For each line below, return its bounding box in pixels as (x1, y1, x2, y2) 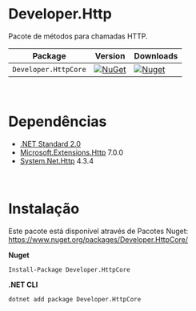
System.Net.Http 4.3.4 (19, 155, 94, 165)
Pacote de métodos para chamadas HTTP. (8, 31, 148, 41)
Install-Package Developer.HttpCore (8, 265, 130, 273)
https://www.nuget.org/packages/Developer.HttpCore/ (8, 234, 189, 244)
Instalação (8, 200, 80, 218)
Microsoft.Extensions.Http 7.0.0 (19, 147, 124, 157)
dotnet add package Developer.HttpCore (8, 295, 142, 303)
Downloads (134, 50, 178, 61)
